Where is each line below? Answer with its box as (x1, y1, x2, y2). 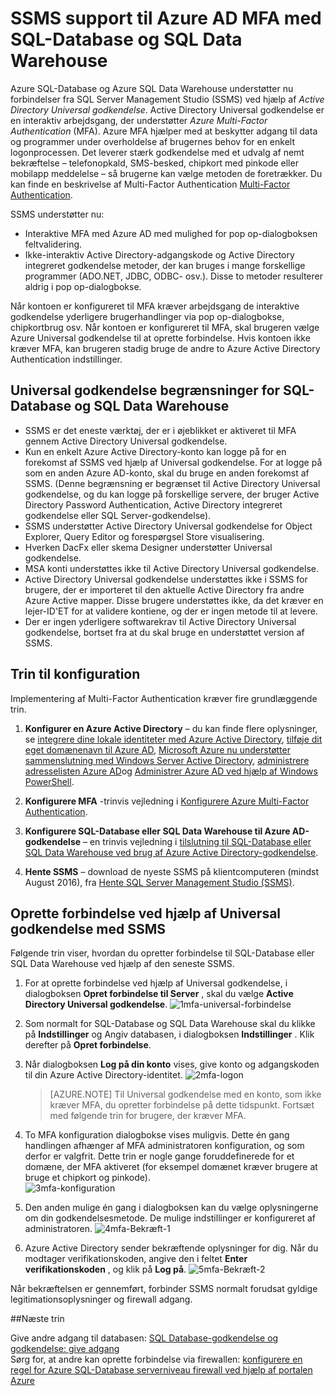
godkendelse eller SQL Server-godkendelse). (24, 509, 212, 521)
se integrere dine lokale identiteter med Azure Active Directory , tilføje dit (24, 733, 323, 745)
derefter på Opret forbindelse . (24, 1039, 152, 1051)
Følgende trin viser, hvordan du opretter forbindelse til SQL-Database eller (10, 947, 315, 959)
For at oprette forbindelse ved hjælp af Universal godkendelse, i (24, 977, 288, 989)
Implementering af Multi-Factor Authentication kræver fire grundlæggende (10, 692, 318, 704)
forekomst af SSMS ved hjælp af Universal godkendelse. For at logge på (24, 456, 323, 468)
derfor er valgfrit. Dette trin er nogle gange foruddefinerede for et (24, 1150, 295, 1162)
